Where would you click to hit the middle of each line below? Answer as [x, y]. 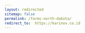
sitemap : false [20, 14]
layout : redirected [24, 9]
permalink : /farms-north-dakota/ [38, 18]
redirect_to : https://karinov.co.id [42, 23]
